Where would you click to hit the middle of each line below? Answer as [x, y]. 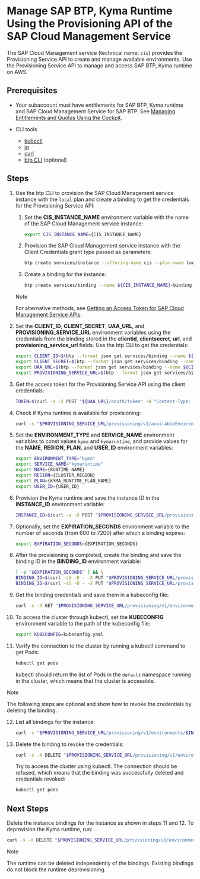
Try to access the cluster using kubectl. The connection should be [96, 766]
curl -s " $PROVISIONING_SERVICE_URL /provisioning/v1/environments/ [101, 733]
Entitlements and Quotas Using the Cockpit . [69, 117]
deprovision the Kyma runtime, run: [50, 830]
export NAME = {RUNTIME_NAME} [50, 470]
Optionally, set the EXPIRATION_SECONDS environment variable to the [102, 527]
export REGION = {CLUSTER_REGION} [55, 475]
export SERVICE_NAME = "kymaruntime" [59, 464]
